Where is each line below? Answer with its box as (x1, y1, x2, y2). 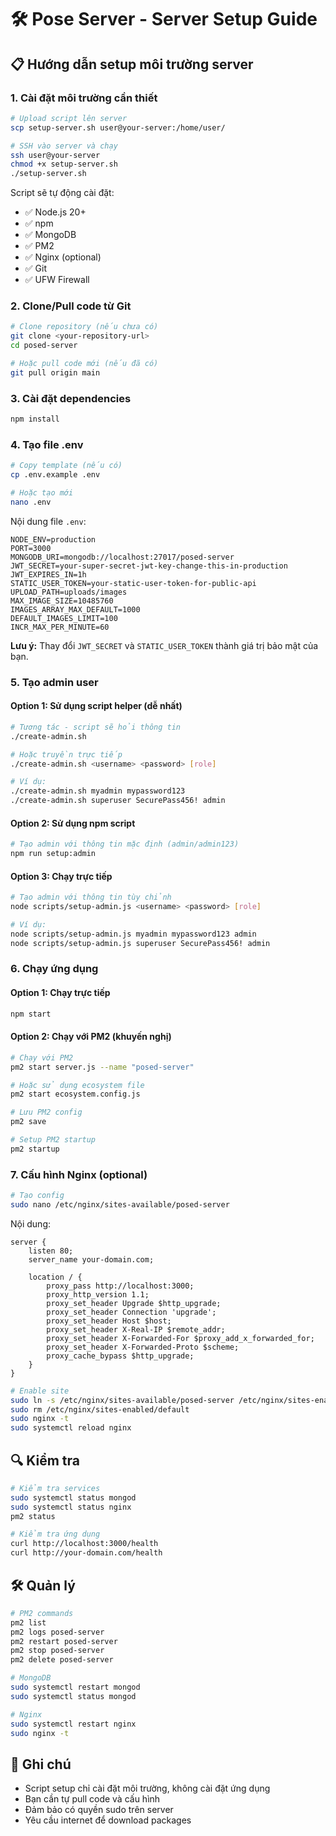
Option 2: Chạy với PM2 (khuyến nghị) (10, 1031, 172, 1043)
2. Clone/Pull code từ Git (10, 299, 132, 313)
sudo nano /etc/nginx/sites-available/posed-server (10, 1199, 230, 1210)
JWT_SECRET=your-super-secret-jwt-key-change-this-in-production (10, 561, 288, 571)
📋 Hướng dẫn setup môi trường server (10, 56, 254, 73)
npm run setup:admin (10, 849, 97, 859)
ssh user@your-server (10, 150, 101, 160)
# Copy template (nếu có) (10, 461, 123, 471)
